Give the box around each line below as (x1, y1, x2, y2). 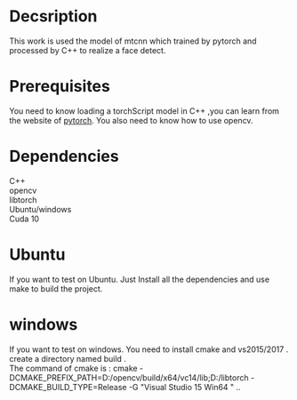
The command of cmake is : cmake (9, 363, 138, 373)
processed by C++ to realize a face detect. (9, 44, 166, 55)
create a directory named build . (9, 353, 127, 364)
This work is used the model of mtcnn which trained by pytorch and (9, 36, 257, 46)
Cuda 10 (9, 213, 40, 224)
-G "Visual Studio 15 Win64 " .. (128, 381, 242, 392)
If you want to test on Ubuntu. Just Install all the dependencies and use (9, 274, 269, 284)
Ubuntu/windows (9, 204, 72, 214)
